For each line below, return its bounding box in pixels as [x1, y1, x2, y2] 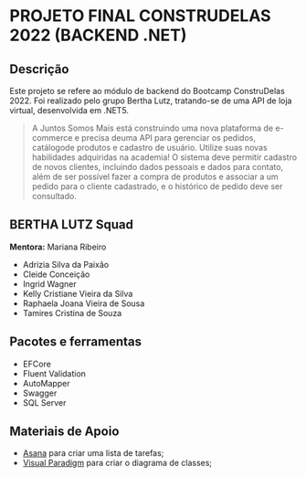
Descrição [9, 61, 69, 77]
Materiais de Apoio [9, 424, 120, 440]
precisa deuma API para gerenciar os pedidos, [81, 132, 256, 143]
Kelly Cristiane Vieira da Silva [22, 288, 133, 299]
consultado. [31, 191, 78, 201]
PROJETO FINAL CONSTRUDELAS [9, 5, 271, 26]
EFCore [22, 358, 52, 369]
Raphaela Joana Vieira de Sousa [22, 298, 145, 309]
